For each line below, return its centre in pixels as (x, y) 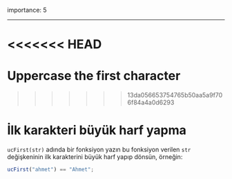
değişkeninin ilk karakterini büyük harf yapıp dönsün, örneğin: (95, 157)
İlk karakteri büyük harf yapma (97, 130)
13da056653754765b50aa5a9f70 (175, 95)
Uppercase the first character (94, 76)
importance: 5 (27, 10)
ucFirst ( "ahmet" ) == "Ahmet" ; (51, 170)
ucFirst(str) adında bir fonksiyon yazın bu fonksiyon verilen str (99, 150)
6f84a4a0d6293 (151, 102)
